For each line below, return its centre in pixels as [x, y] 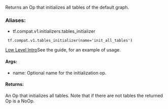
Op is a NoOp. [20, 101]
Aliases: [16, 20]
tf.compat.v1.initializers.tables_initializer [54, 31]
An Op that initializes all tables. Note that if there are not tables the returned [84, 95]
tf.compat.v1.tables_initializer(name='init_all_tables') [70, 41]
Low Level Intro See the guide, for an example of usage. [63, 50]
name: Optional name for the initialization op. [59, 73]
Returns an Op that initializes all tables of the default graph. [67, 7]
